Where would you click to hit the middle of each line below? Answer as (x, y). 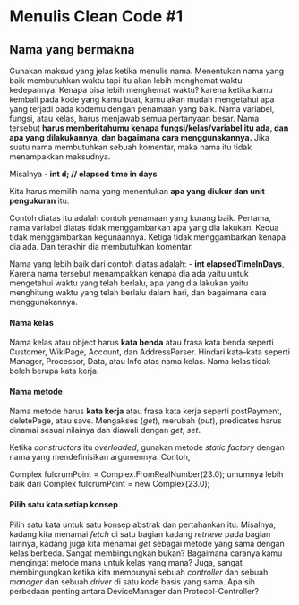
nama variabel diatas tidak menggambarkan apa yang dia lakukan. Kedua (144, 227)
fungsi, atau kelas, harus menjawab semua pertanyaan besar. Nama (134, 119)
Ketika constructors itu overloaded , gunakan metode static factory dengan (147, 447)
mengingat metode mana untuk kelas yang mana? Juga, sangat (126, 562)
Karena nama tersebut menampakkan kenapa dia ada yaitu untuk (129, 273)
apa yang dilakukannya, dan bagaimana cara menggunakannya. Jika (140, 137)
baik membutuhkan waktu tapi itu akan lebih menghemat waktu (126, 81)
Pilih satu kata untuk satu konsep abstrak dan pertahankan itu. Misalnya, (142, 524)
